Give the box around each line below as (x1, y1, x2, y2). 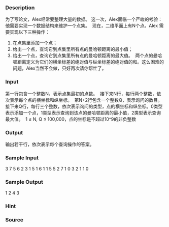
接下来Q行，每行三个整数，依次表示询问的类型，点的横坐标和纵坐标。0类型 (5, 103, 163, 109)
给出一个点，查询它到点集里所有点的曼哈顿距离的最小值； (12, 46, 133, 52)
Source (5, 216, 24, 223)
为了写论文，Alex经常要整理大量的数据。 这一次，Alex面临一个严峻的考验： (5, 16, 163, 22)
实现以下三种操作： (9, 29, 50, 35)
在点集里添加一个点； (12, 40, 57, 46)
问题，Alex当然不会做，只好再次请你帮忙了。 (12, 65, 107, 71)
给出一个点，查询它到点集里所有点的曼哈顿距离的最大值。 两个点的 (12, 52, 153, 59)
